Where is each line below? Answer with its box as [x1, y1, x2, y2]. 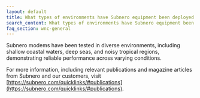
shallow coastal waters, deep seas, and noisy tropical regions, [6, 48, 160, 56]
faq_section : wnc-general [6, 25, 71, 32]
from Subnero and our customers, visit [6, 72, 102, 79]
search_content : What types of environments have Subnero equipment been [6, 20, 195, 26]
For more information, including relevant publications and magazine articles [6, 66, 193, 73]
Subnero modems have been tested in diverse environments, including [6, 42, 181, 49]
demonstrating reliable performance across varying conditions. [6, 54, 162, 62]
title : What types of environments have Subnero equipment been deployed [6, 14, 195, 20]
